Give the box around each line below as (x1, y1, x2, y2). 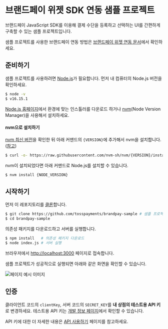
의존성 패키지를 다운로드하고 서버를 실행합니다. (5, 226, 96, 232)
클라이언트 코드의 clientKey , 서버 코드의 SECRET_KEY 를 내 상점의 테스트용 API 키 (5, 302, 161, 308)
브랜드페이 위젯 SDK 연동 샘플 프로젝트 (5, 4, 155, 16)
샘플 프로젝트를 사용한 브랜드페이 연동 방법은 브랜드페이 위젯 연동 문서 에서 (5, 38, 149, 45)
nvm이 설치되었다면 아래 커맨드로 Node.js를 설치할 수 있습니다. (5, 162, 128, 168)
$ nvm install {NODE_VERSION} (5, 172, 68, 177)
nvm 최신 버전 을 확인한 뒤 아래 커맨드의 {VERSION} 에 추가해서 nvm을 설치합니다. (5, 136, 161, 142)
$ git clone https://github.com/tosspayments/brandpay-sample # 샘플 (5, 212, 151, 217)
